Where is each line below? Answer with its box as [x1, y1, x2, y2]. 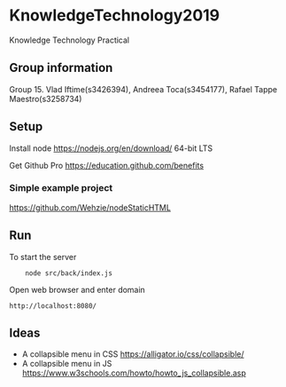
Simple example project [9, 182, 113, 194]
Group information [9, 60, 113, 75]
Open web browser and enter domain [9, 284, 146, 295]
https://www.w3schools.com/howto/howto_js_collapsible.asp [21, 367, 246, 378]
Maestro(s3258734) [9, 93, 82, 104]
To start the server [9, 251, 77, 262]
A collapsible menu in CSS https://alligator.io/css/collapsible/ [21, 349, 244, 359]
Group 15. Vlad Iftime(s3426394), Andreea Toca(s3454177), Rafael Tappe [9, 83, 277, 94]
